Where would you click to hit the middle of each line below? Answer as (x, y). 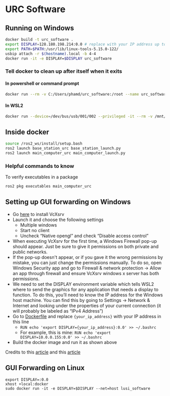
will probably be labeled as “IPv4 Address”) (58, 311)
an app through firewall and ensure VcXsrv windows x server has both (86, 273)
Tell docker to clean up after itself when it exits (64, 71)
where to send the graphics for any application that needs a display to (85, 289)
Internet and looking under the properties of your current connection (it (87, 305)
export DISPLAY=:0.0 (27, 380)
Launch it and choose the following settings (58, 219)
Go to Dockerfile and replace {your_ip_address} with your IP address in (87, 316)
